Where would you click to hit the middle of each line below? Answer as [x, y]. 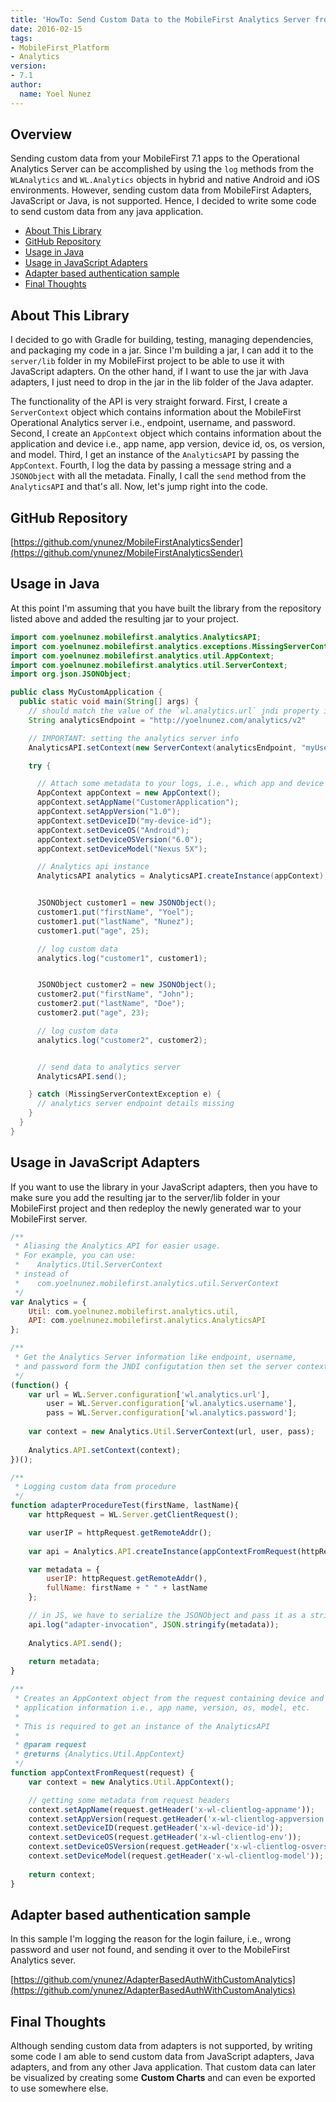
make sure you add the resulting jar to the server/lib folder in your [145, 1197]
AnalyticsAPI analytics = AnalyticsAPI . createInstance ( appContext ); [182, 876]
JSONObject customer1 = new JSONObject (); [126, 903]
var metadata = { [64, 1569]
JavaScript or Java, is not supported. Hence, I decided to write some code [163, 201]
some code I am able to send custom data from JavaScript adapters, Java [162, 2057]
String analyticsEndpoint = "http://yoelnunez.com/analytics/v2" [167, 720]
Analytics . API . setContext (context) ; [105, 1450]
